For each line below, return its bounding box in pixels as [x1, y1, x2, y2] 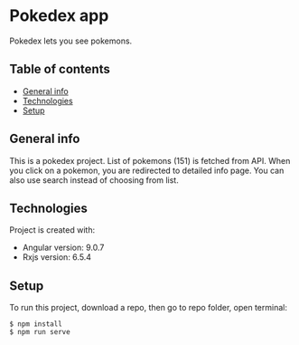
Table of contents [9, 62, 110, 77]
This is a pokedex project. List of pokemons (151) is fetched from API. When [9, 155, 291, 166]
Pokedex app [9, 5, 109, 26]
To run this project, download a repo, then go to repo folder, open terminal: [9, 302, 287, 313]
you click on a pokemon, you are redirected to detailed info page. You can [9, 165, 285, 176]
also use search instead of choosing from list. [9, 174, 179, 186]
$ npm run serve [9, 328, 70, 337]
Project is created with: [9, 225, 96, 235]
